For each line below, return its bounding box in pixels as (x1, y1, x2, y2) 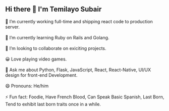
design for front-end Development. (5, 72, 78, 78)
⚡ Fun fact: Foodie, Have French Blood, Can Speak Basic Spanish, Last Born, (5, 94, 164, 100)
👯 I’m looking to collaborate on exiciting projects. (5, 45, 107, 51)
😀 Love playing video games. (5, 56, 67, 62)
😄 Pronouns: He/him (5, 83, 49, 89)
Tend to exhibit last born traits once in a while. (5, 101, 101, 107)
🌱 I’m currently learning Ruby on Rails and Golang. (5, 34, 109, 40)
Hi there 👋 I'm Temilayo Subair (5, 5, 102, 14)
